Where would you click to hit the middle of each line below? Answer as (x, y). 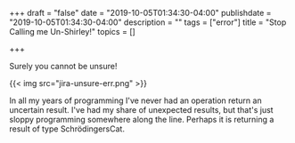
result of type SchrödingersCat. (67, 129)
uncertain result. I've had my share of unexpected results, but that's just (141, 110)
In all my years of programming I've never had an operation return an (135, 100)
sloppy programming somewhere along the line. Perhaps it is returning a (142, 119)
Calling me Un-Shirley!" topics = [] (72, 32)
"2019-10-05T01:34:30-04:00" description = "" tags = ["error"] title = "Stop (148, 22)
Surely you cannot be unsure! (63, 66)
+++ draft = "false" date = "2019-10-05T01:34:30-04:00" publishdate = (140, 13)
